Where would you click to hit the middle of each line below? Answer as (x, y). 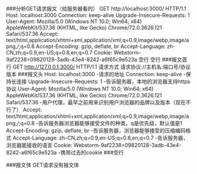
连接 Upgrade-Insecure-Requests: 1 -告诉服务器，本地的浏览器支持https (103, 81)
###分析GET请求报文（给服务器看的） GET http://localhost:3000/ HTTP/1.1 (96, 8)
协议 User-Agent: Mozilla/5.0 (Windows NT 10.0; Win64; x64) (80, 89)
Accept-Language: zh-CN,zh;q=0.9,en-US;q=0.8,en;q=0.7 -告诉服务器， (101, 138)
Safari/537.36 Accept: (32, 34)
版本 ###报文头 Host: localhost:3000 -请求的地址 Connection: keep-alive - (96, 74)
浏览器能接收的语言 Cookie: (39, 145)
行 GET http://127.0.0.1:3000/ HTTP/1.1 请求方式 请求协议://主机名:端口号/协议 (98, 67)
